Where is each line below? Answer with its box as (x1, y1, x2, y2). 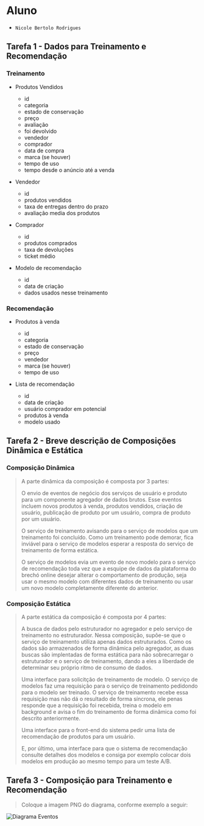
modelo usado (24, 418, 61, 425)
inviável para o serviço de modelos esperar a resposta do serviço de (21, 540, 194, 547)
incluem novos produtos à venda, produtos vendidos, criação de (21, 502, 183, 510)
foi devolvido (24, 127, 57, 135)
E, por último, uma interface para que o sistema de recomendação (21, 744, 188, 752)
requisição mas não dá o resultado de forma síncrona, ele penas (21, 695, 183, 702)
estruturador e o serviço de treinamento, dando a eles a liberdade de (21, 657, 194, 664)
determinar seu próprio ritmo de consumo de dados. (21, 664, 153, 671)
